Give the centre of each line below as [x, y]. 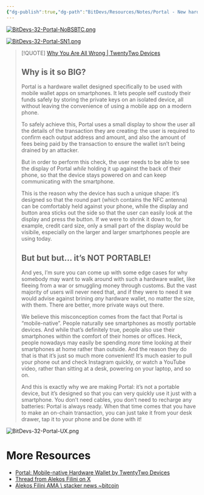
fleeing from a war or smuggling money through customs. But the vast [109, 286]
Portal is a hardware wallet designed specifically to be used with [102, 87]
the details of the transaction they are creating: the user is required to [108, 131]
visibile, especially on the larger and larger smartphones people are [105, 232]
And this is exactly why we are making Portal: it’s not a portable [100, 387]
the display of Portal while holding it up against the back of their [101, 169]
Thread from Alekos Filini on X [53, 479]
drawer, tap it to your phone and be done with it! [81, 419]
